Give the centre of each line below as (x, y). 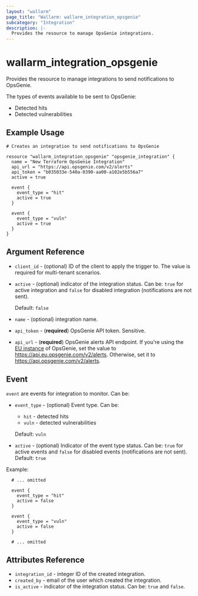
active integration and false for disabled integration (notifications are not (103, 290)
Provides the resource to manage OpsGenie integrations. (83, 34)
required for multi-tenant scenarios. (58, 272)
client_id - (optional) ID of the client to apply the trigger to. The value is (102, 266)
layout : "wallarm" (29, 11)
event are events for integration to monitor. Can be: (68, 393)
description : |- (26, 28)
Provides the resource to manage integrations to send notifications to (90, 79)
